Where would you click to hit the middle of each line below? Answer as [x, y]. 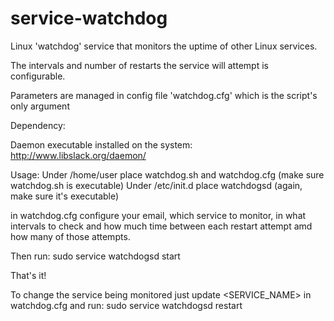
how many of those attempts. [70, 236]
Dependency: [38, 125]
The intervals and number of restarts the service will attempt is [139, 65]
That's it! [28, 275]
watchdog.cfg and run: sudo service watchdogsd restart [126, 305]
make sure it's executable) [65, 196]
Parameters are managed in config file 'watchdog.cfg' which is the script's [164, 95]
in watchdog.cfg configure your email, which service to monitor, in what [158, 215]
